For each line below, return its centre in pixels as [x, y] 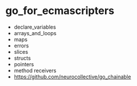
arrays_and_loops [35, 33]
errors [21, 46]
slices [21, 51]
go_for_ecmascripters [60, 11]
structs [22, 58]
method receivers [35, 70]
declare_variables [35, 27]
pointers [24, 64]
